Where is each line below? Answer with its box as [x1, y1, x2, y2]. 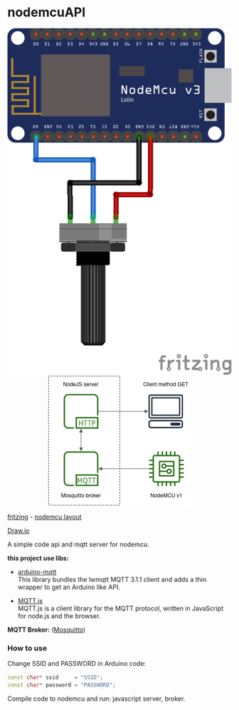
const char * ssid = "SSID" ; [7, 674, 103, 682]
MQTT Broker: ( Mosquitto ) [7, 625, 86, 634]
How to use [7, 643, 48, 653]
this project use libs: [7, 553, 69, 562]
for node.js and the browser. [17, 611, 101, 620]
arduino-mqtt [17, 567, 57, 576]
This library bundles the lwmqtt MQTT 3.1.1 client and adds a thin [17, 575, 207, 583]
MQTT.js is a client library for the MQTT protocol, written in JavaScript [17, 604, 224, 613]
